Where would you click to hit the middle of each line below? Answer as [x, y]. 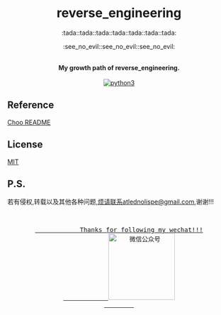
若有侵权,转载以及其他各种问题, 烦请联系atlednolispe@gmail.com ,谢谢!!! [111, 202]
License [25, 144]
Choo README [29, 122]
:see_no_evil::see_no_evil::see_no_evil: [119, 46]
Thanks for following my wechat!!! [141, 230]
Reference [31, 105]
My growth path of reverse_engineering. [119, 67]
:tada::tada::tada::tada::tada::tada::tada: [119, 33]
